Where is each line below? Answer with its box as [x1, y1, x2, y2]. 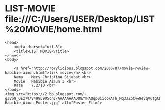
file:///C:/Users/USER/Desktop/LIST [5, 13, 155, 25]
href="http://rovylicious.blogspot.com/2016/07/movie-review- [20, 66, 151, 71]
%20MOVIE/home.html [5, 24, 102, 35]
